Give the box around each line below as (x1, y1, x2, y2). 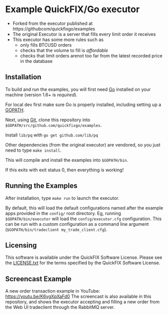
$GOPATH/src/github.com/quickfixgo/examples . (5, 122, 102, 128)
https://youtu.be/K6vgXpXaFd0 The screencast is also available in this (5, 293, 152, 300)
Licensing (5, 241, 37, 250)
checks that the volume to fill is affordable (20, 47, 108, 53)
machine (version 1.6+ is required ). (5, 91, 77, 97)
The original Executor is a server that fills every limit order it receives (12, 31, 156, 37)
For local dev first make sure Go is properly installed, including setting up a (5, 101, 161, 108)
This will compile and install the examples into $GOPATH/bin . (5, 157, 128, 163)
